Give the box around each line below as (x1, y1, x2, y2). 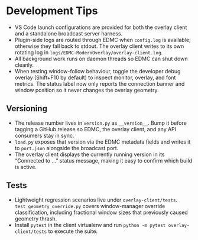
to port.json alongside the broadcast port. (14, 144, 119, 151)
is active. (14, 163, 37, 170)
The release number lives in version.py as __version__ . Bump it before (14, 119, 187, 127)
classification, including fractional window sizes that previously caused (14, 209, 188, 216)
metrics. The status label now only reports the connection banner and (14, 80, 185, 87)
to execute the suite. (48, 228, 98, 235)
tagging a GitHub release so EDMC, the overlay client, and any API (14, 125, 177, 132)
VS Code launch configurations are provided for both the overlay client (14, 24, 187, 31)
